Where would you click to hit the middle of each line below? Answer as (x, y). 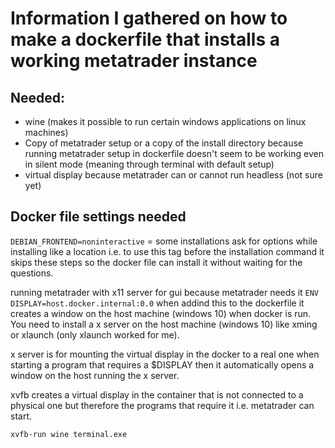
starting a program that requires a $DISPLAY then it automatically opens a (162, 364)
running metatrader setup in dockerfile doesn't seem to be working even (174, 153)
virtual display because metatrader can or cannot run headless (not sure (173, 175)
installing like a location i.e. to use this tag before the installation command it (167, 251)
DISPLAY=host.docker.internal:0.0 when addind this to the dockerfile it (157, 303)
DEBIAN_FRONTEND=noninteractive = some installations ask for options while (164, 241)
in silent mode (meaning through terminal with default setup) (149, 164)
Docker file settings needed (98, 217)
